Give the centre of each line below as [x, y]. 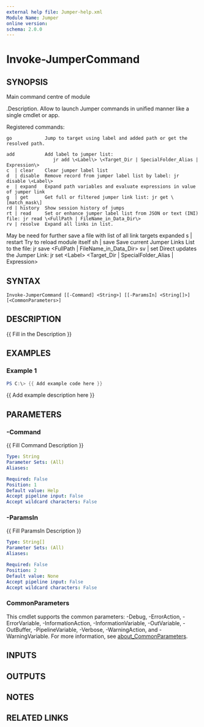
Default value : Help [33, 490]
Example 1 [22, 371]
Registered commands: [36, 127]
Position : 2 [21, 570]
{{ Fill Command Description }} [45, 445]
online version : [27, 23]
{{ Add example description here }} [51, 395]
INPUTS [21, 656]
